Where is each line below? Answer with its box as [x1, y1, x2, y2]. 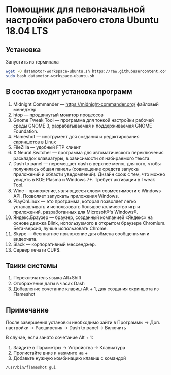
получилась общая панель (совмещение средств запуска [13, 166, 139, 172]
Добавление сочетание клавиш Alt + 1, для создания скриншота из [13, 286, 159, 292]
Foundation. [13, 128, 39, 134]
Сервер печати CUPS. [13, 246, 61, 253]
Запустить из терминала [6, 59, 59, 65]
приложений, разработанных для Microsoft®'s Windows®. [13, 209, 139, 215]
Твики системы [6, 261, 58, 270]
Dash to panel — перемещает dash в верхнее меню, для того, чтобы [13, 160, 161, 166]
